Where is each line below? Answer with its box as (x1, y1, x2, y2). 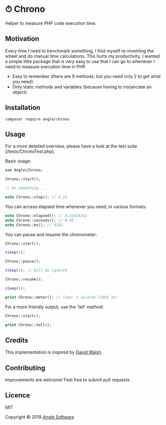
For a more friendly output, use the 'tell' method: (5, 304, 104, 310)
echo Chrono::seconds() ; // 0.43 (5, 217, 74, 223)
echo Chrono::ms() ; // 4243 (5, 222, 63, 227)
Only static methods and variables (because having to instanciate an (12, 83, 152, 90)
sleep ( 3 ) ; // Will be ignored (5, 268, 68, 273)
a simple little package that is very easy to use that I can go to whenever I (5, 58, 155, 64)
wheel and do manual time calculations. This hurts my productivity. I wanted (5, 53, 160, 59)
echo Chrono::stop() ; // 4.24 (5, 195, 68, 200)
